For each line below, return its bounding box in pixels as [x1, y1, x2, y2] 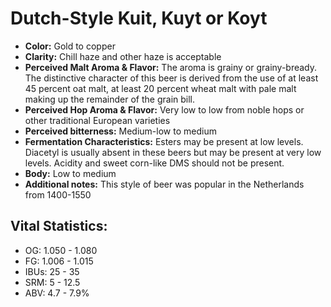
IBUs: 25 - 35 [24, 265, 80, 277]
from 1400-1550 [24, 188, 92, 201]
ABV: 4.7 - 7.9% [24, 287, 90, 299]
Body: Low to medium [24, 167, 117, 179]
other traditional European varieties [24, 114, 171, 126]
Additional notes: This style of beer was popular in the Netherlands [24, 178, 305, 190]
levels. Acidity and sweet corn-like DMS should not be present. [24, 157, 285, 169]
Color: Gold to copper [24, 40, 116, 52]
